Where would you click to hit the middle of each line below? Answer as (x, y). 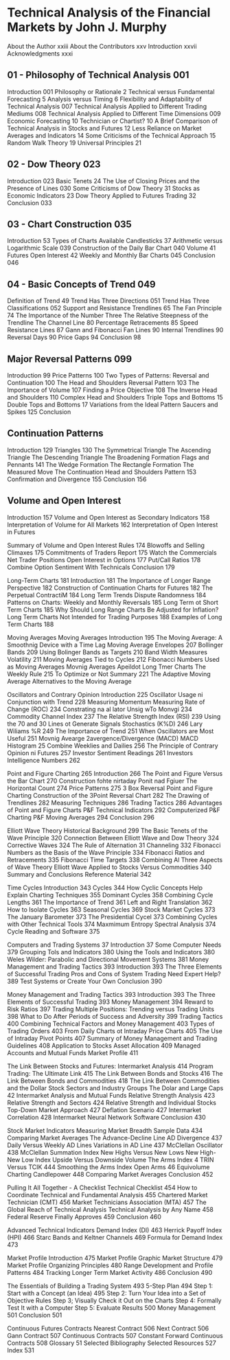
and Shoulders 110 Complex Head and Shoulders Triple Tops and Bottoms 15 (115, 397)
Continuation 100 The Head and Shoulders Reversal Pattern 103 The (103, 383)
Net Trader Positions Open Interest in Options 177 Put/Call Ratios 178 (104, 560)
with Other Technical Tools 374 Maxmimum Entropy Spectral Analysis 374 (112, 924)
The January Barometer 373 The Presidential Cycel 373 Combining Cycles (112, 917)
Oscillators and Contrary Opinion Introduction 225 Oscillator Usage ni (105, 694)
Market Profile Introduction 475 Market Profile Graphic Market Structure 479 (115, 1258)
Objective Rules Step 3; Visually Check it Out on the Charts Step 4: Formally (114, 1300)
